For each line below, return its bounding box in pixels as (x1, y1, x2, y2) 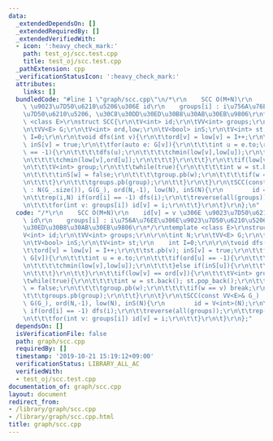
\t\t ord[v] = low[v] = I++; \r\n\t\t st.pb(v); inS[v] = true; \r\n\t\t (23, 247, 264, 255)
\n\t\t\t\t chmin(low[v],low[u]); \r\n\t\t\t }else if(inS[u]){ (23, 261, 234, 269)
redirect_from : (8, 398, 60, 406)
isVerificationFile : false (15, 330, 107, 338)
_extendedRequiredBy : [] (15, 27, 100, 35)
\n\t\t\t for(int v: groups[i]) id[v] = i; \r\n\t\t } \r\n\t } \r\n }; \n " (23, 201, 260, 209)
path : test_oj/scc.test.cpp (23, 50, 118, 58)
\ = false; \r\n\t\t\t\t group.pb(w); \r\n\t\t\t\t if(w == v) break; (23, 284, 253, 293)
